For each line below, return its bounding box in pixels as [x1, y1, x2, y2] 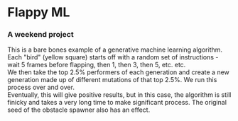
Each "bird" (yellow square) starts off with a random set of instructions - [7, 53, 219, 62]
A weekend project [7, 30, 74, 40]
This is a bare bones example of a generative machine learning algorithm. [7, 45, 222, 54]
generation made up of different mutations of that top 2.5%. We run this [7, 76, 217, 84]
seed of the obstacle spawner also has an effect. [7, 105, 151, 114]
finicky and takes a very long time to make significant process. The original [7, 98, 227, 107]
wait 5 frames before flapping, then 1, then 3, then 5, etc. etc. [7, 61, 186, 69]
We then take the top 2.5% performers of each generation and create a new [7, 68, 229, 76]
